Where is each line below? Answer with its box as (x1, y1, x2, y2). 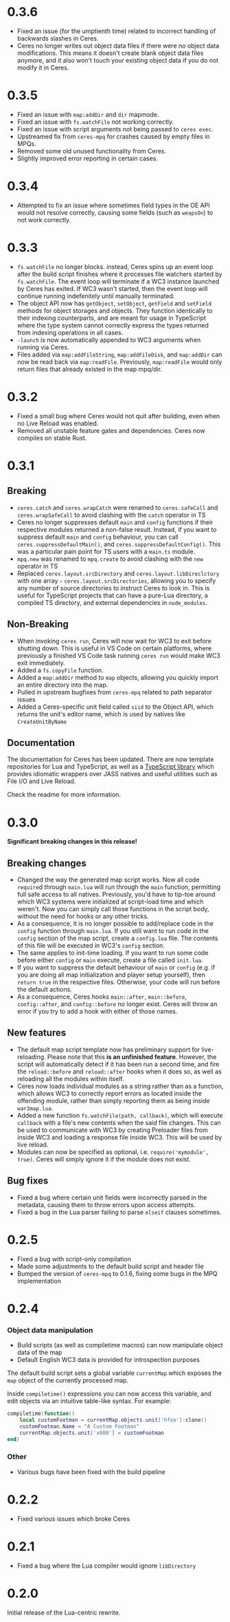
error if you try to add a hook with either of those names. (16, 1007, 178, 1016)
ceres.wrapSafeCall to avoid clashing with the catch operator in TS (16, 511, 206, 519)
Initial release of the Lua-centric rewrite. (7, 1608, 121, 1616)
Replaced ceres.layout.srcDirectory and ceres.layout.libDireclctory (16, 569, 220, 577)
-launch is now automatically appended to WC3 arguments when (16, 335, 201, 344)
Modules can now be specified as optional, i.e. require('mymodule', (16, 1147, 209, 1156)
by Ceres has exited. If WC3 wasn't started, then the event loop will (16, 284, 208, 292)
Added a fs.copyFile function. (16, 665, 104, 674)
